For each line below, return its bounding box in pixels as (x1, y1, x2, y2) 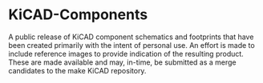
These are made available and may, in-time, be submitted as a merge (8, 57, 237, 67)
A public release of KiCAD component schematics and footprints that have (8, 32, 254, 41)
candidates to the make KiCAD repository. (8, 65, 147, 75)
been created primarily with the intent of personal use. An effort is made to (8, 40, 255, 49)
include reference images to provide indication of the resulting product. (8, 49, 245, 58)
